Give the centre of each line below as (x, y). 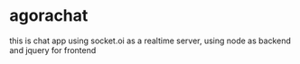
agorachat (49, 16)
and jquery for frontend (53, 50)
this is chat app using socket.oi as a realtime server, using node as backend (150, 41)
